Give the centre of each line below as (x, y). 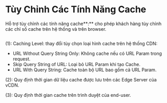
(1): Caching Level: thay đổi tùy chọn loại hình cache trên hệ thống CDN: (81, 43)
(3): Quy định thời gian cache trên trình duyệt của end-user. (68, 95)
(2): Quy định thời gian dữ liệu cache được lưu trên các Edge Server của (81, 79)
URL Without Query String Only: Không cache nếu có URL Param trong (87, 53)
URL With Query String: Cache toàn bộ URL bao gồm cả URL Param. (85, 70)
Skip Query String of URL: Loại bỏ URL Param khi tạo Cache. (77, 64)
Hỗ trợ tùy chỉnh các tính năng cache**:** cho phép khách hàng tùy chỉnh (83, 24)
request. (22, 59)
